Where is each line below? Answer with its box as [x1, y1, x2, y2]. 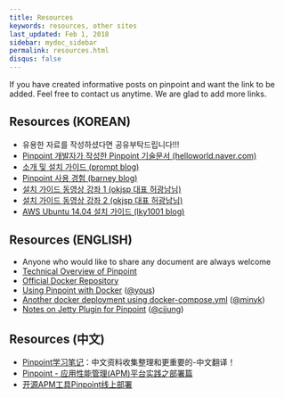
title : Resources [9, 12, 74, 22]
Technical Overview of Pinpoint [21, 265, 138, 277]
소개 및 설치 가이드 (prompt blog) [21, 162, 140, 172]
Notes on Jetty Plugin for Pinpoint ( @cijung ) [21, 303, 184, 314]
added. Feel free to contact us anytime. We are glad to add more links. [9, 88, 267, 99]
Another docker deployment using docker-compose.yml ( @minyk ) [21, 294, 265, 304]
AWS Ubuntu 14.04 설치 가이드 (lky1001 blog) [21, 206, 185, 217]
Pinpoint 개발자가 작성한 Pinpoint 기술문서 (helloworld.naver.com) [21, 150, 257, 161]
